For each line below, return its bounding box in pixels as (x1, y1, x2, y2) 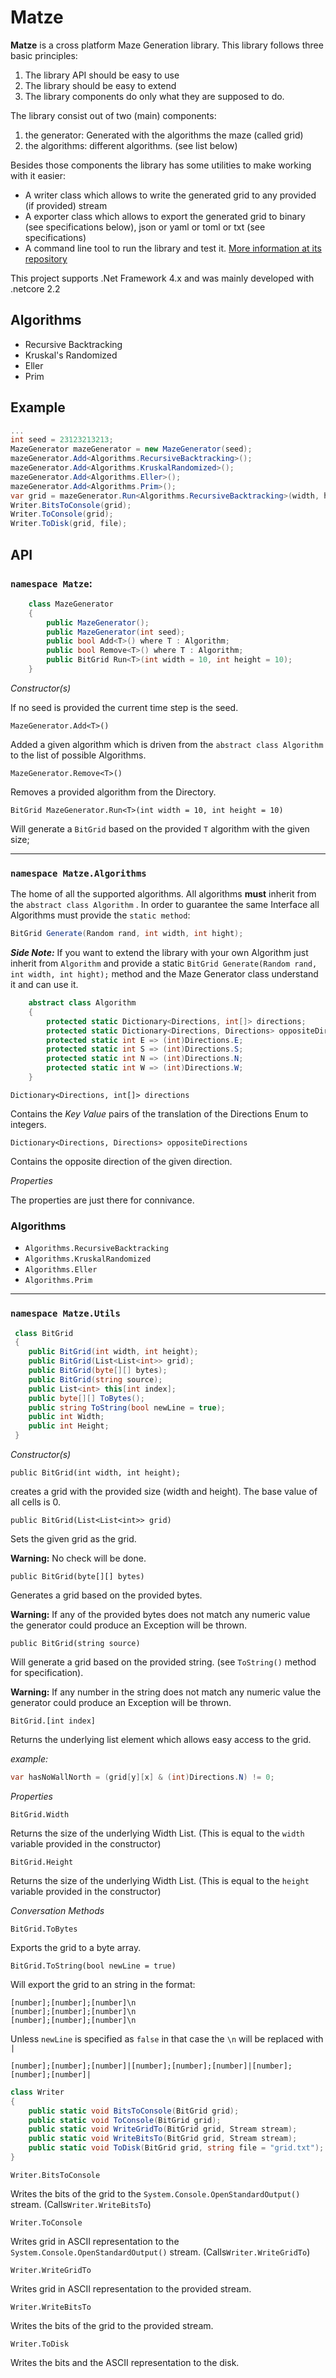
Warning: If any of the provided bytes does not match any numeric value (10, 1609, 311, 1621)
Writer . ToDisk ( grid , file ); (10, 519, 128, 529)
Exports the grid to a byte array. (10, 1941, 142, 1953)
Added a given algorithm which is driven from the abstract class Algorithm (10, 738, 324, 750)
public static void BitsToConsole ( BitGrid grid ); (28, 2106, 240, 2116)
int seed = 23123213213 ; (10, 435, 114, 445)
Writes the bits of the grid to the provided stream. (10, 2319, 214, 2331)
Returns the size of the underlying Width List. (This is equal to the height (10, 1874, 310, 1886)
